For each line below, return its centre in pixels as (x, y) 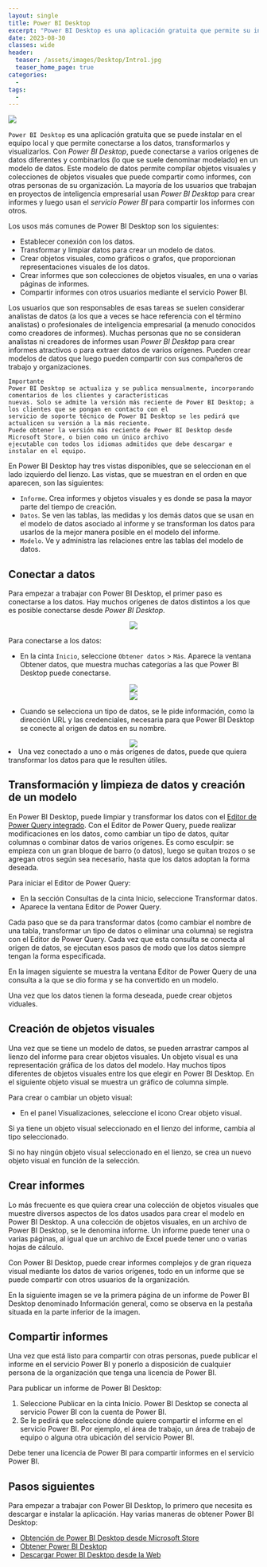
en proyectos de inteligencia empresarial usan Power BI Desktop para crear (132, 194)
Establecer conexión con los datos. (77, 242)
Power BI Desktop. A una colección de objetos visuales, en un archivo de (128, 1221)
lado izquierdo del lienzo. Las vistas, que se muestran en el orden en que (128, 475)
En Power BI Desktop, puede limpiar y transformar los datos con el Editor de (132, 816)
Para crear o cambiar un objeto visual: (70, 1097)
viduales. (23, 1003)
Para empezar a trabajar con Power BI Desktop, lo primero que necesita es (130, 1506)
